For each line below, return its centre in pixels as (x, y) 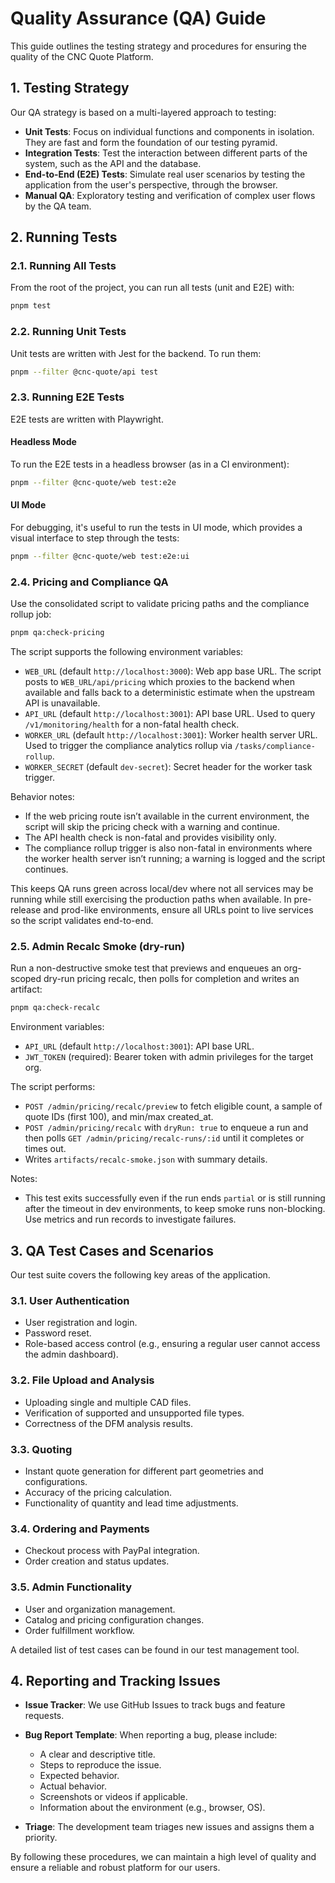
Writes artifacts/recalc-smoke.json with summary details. (146, 1159)
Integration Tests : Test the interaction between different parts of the (166, 153)
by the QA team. (58, 206)
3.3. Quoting (41, 1449)
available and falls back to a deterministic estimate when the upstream (170, 693)
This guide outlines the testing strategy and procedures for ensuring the (158, 46)
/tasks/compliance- (275, 747)
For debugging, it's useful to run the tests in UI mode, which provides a (156, 528)
